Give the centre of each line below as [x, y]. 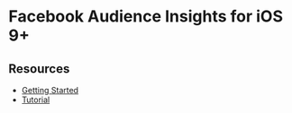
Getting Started [50, 90]
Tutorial [36, 100]
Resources [39, 69]
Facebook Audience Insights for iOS [146, 17]
